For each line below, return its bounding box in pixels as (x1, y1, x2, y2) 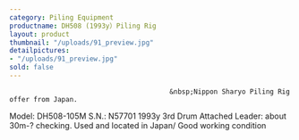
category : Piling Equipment (9, 12, 115, 22)
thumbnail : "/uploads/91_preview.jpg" (9, 37, 154, 47)
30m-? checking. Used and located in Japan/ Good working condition (9, 119, 267, 130)
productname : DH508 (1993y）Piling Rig (9, 21, 157, 30)
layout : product (9, 29, 70, 38)
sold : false (9, 63, 54, 72)
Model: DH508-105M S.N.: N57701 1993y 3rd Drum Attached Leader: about (9, 111, 286, 121)
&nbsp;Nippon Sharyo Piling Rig (169, 86, 291, 96)
